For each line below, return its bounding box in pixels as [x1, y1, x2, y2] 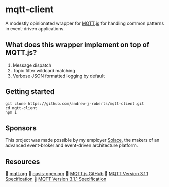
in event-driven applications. [5, 25, 65, 32]
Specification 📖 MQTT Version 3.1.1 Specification [5, 176, 107, 182]
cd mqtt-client [5, 105, 38, 110]
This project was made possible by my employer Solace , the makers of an [5, 137, 160, 143]
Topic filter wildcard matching [12, 67, 75, 73]
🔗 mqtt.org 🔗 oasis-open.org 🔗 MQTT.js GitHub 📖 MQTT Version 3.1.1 [5, 171, 148, 177]
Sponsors [5, 123, 37, 132]
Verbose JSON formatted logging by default [12, 73, 105, 79]
